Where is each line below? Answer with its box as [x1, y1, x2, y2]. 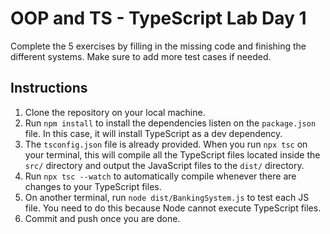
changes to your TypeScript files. [24, 180, 162, 192]
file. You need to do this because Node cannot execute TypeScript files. [24, 202, 322, 214]
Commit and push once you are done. [24, 212, 181, 224]
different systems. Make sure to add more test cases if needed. [10, 50, 272, 62]
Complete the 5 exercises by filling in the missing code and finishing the [10, 40, 307, 52]
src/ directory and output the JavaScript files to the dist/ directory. [24, 159, 305, 171]
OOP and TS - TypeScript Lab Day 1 [10, 7, 307, 30]
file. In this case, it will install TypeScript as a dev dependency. [24, 127, 283, 139]
